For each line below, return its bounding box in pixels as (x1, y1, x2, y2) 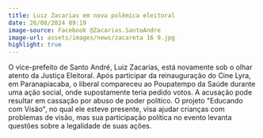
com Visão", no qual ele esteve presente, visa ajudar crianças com (8, 104, 226, 114)
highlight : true (8, 41, 62, 49)
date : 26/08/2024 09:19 (8, 19, 87, 27)
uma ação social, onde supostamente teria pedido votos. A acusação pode (8, 88, 253, 97)
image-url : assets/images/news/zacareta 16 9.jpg (8, 33, 176, 42)
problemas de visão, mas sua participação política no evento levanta (8, 113, 232, 122)
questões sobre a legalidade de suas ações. (8, 121, 152, 131)
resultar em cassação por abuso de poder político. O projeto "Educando (8, 96, 243, 106)
